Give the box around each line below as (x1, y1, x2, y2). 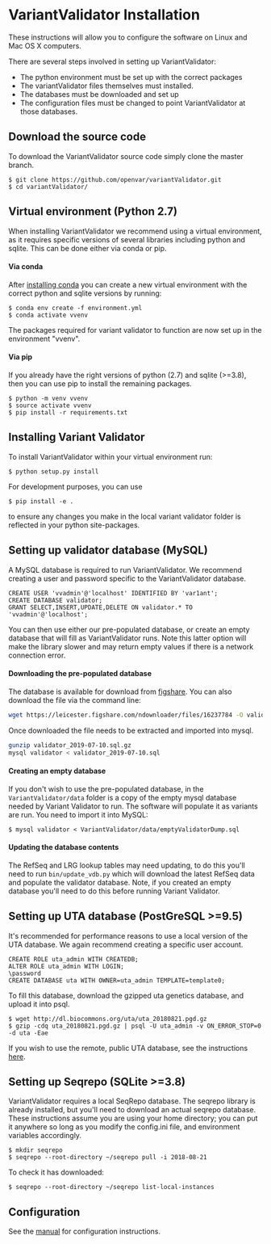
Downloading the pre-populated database (8, 669, 152, 679)
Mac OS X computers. (8, 40, 82, 50)
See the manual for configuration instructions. (8, 1226, 161, 1237)
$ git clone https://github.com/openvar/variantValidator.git (8, 175, 222, 183)
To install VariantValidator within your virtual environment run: (8, 452, 213, 461)
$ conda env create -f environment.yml (8, 304, 143, 312)
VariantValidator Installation (8, 6, 200, 24)
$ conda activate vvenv (8, 311, 89, 319)
